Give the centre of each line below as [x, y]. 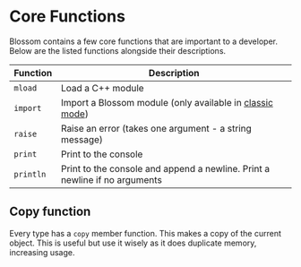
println [30, 174]
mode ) [75, 114]
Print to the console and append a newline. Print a [166, 168]
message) [82, 139]
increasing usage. [42, 252]
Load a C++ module [103, 88]
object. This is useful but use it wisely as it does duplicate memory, [133, 243]
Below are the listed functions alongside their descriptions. [118, 50]
